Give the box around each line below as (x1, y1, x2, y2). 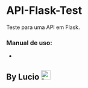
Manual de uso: (6, 39, 52, 47)
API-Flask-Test (6, 4, 83, 17)
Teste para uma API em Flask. (6, 24, 80, 31)
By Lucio (6, 72, 40, 82)
